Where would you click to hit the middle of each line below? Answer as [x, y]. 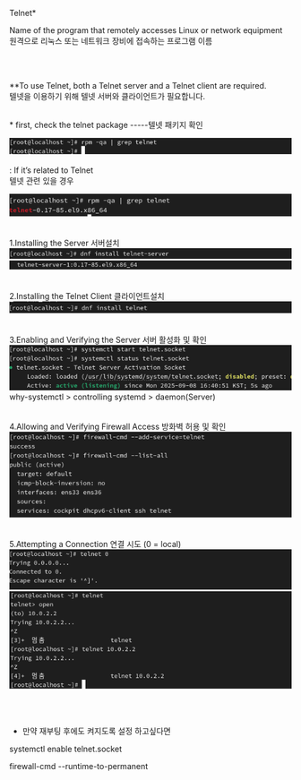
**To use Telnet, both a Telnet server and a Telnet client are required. [138, 86]
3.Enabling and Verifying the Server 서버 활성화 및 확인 [108, 340]
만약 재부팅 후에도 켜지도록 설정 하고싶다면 [97, 731]
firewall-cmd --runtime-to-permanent [79, 766]
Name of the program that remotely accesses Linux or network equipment [146, 30]
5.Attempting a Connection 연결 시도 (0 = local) [95, 544]
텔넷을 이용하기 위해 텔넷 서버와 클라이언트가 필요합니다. [107, 96]
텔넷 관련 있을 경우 [42, 180]
